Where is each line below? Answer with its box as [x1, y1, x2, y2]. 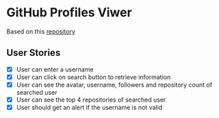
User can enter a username [16, 65, 94, 73]
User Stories [6, 47, 61, 59]
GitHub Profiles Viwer [6, 5, 133, 20]
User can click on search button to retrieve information [16, 73, 171, 81]
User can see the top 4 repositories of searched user [16, 95, 166, 104]
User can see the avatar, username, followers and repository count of [16, 80, 213, 89]
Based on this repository [6, 27, 76, 35]
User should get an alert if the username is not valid [16, 104, 163, 111]
